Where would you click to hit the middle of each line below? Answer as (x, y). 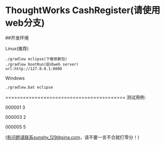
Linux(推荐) (17, 48)
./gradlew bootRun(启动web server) (42, 64)
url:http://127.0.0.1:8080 (34, 68)
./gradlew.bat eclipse (29, 87)
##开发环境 (17, 38)
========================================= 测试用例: (75, 97)
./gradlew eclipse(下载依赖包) (36, 59)
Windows (15, 78)
